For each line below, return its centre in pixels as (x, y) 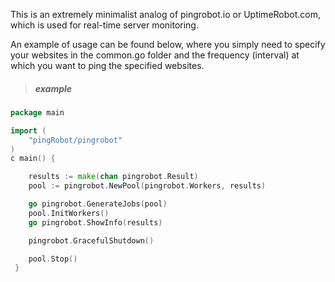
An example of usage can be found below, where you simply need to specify (168, 44)
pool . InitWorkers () (69, 213)
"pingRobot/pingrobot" (75, 140)
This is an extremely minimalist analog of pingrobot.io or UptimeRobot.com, (166, 14)
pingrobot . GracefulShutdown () (91, 240)
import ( (28, 130)
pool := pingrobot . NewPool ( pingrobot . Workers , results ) (147, 186)
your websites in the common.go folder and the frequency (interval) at (155, 55)
